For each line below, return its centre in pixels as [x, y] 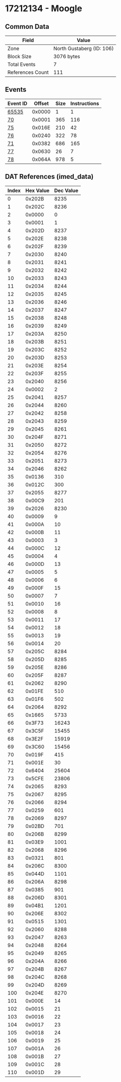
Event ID [17, 103]
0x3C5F [35, 731]
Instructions [85, 103]
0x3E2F [35, 738]
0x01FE [35, 691]
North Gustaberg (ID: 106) [84, 48]
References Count [28, 72]
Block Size [19, 56]
